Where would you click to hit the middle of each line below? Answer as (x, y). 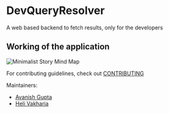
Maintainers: (22, 85)
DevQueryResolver (56, 11)
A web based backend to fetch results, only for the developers (85, 27)
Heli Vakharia (32, 103)
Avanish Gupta (34, 97)
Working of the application (58, 47)
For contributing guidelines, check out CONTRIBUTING (75, 73)
